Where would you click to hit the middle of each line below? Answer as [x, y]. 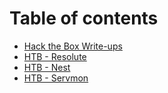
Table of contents [84, 18]
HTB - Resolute [55, 56]
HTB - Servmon [56, 78]
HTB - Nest [47, 67]
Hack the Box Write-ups [73, 46]
